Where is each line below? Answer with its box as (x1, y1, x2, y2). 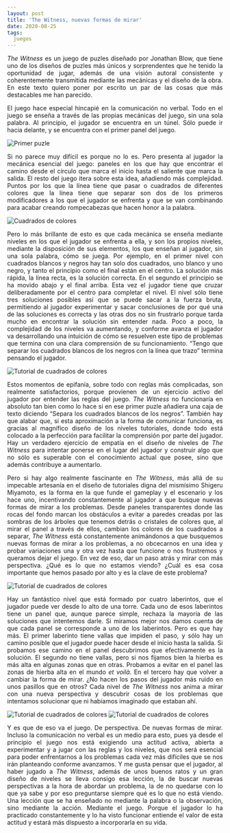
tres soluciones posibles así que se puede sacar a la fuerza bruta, (7, 295, 223, 304)
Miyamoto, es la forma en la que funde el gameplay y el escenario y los (7, 488, 223, 497)
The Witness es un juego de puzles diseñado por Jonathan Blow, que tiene (7, 54, 223, 62)
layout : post (7, 10, 44, 17)
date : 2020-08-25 (7, 23, 57, 29)
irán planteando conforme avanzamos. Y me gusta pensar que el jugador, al (7, 760, 223, 769)
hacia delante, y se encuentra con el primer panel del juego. (7, 126, 177, 134)
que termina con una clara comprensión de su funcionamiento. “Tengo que (7, 339, 223, 348)
